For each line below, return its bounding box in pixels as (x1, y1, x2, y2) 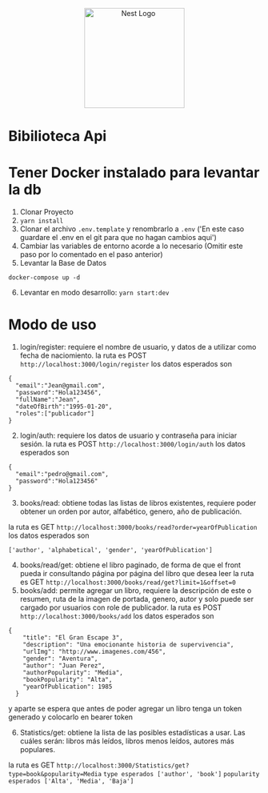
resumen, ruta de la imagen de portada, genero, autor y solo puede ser (19, 595, 254, 604)
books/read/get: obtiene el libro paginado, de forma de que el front (19, 560, 242, 570)
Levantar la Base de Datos (19, 258, 106, 268)
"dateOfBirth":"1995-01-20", (15, 403, 113, 411)
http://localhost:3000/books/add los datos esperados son (19, 611, 214, 621)
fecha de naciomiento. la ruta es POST (19, 350, 147, 360)
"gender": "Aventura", (22, 655, 98, 663)
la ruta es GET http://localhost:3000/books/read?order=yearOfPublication (8, 523, 258, 532)
